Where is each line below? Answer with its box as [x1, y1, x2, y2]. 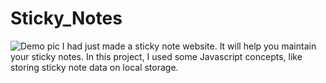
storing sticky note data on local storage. [10, 61, 179, 73]
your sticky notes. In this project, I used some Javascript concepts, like [10, 50, 303, 62]
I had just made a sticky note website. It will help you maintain [61, 40, 317, 52]
